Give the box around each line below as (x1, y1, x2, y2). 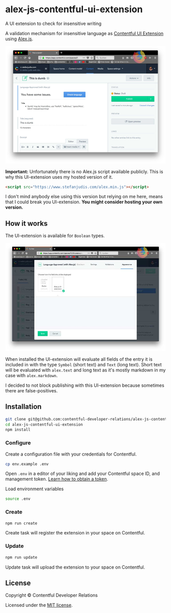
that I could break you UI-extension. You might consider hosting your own (5, 199, 163, 205)
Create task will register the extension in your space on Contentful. (5, 530, 146, 536)
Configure (5, 439, 31, 446)
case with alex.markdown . (5, 372, 58, 378)
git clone (5, 416, 26, 421)
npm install (5, 427, 31, 433)
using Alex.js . (5, 36, 34, 42)
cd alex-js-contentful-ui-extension (5, 422, 83, 427)
